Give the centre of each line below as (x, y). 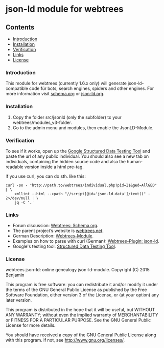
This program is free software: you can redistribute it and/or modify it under (82, 285)
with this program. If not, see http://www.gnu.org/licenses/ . (65, 340)
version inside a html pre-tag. (54, 167)
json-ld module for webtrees (65, 9)
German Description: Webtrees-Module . (53, 236)
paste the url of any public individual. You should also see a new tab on (77, 156)
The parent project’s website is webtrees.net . (58, 231)
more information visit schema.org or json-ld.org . (55, 94)
